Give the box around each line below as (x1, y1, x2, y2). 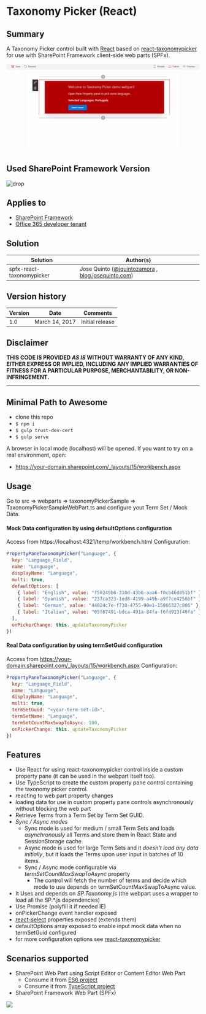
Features (6, 749, 41, 760)
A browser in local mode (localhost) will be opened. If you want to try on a (6, 445, 193, 452)
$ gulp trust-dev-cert (15, 428, 74, 434)
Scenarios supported (6, 953, 89, 964)
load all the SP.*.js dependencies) (15, 896, 100, 904)
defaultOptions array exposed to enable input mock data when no (15, 923, 181, 930)
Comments (83, 309, 112, 317)
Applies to (6, 198, 47, 208)
